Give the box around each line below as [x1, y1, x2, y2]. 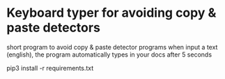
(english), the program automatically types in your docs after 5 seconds [6, 50, 212, 59]
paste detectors [6, 20, 100, 36]
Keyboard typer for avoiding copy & [6, 5, 217, 21]
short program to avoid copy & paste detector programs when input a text [6, 43, 218, 51]
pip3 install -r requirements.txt [6, 64, 94, 72]
